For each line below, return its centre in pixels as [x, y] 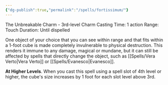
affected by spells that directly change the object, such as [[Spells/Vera [80, 56]
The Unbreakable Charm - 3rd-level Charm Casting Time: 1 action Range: [82, 24]
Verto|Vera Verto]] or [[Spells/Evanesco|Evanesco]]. [60, 61]
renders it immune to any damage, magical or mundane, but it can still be [82, 50]
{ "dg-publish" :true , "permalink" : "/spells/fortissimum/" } [67, 10]
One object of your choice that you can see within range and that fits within [84, 40]
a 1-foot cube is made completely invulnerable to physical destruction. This [84, 45]
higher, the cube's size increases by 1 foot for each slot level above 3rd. [80, 76]
